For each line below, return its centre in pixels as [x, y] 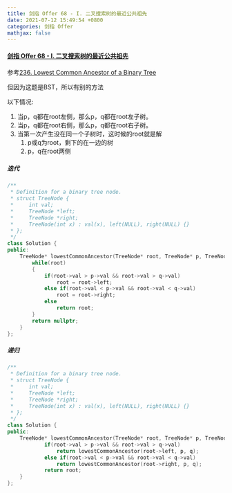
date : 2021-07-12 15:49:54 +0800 [55, 20]
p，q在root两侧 [49, 151]
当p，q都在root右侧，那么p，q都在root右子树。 [84, 125]
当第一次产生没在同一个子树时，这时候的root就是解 [89, 134]
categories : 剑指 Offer [40, 26]
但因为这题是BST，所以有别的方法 [56, 87]
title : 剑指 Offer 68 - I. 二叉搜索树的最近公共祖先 [77, 14]
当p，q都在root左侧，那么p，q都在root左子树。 [84, 117]
